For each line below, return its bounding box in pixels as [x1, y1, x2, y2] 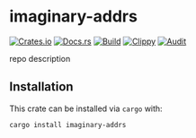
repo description [9, 53, 71, 64]
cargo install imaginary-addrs [9, 120, 127, 129]
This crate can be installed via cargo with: [9, 103, 164, 114]
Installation [9, 79, 74, 95]
